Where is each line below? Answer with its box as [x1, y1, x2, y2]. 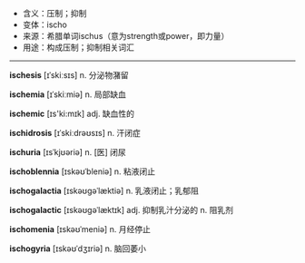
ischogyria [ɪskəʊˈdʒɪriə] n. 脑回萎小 [9, 243, 147, 254]
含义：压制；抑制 [22, 8, 87, 18]
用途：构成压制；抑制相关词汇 [22, 42, 134, 53]
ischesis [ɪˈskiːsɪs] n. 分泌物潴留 [9, 70, 129, 80]
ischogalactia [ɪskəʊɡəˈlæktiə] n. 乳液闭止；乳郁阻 [9, 185, 200, 196]
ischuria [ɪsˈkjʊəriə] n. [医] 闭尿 [9, 147, 127, 157]
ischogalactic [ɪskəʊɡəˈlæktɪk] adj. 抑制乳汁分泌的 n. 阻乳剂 [9, 205, 234, 215]
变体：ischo [22, 19, 68, 30]
